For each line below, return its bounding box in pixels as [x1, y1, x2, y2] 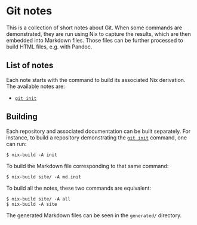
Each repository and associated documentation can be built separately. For [6, 127, 191, 135]
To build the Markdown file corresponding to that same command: [6, 162, 169, 169]
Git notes [6, 4, 53, 18]
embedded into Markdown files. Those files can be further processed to [6, 37, 183, 44]
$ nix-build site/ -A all [6, 196, 70, 202]
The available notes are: [6, 83, 66, 90]
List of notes [6, 60, 54, 71]
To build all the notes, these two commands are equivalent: [6, 184, 151, 191]
